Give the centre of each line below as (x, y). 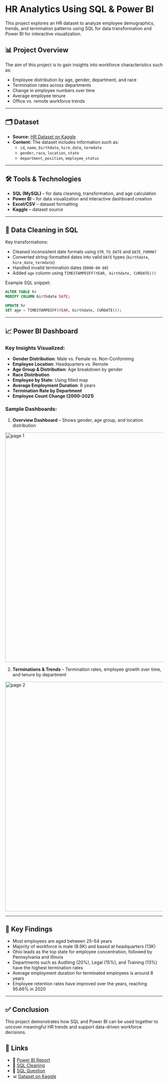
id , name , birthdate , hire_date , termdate (61, 147)
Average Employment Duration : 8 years (54, 385)
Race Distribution (31, 375)
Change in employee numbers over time (53, 90)
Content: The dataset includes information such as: (65, 142)
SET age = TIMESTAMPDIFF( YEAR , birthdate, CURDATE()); (63, 310)
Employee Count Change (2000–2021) (53, 396)
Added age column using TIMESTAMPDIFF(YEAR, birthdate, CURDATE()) (84, 273)
